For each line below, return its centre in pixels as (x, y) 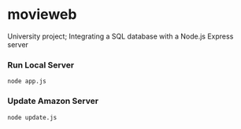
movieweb (42, 15)
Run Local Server (41, 64)
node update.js (32, 117)
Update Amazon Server (53, 101)
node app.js (27, 81)
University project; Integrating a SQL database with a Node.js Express (120, 36)
